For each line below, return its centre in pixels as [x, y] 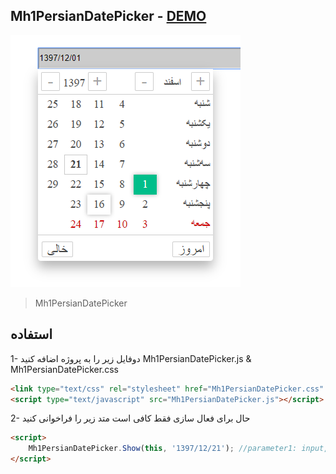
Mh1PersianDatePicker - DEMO [108, 16]
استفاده [31, 334]
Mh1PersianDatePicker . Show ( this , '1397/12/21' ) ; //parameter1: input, [178, 449]
